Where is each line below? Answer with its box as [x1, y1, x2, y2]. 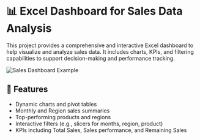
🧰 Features [6, 84, 48, 95]
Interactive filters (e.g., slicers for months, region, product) [15, 120, 163, 127]
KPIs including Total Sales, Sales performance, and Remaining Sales [15, 126, 187, 134]
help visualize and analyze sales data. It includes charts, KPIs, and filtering [6, 48, 194, 55]
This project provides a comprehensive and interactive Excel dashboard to [6, 42, 194, 49]
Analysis [6, 21, 52, 35]
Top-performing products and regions [15, 113, 111, 120]
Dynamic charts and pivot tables [15, 100, 97, 108]
